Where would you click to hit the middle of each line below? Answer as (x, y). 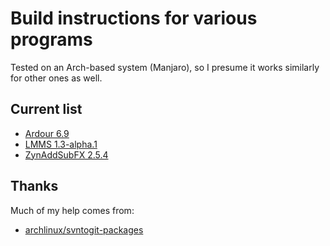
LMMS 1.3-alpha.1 (61, 144)
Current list (46, 109)
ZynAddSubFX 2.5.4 (66, 154)
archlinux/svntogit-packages (84, 229)
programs (51, 39)
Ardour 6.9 (47, 133)
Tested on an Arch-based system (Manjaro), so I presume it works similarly (165, 67)
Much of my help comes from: (72, 210)
